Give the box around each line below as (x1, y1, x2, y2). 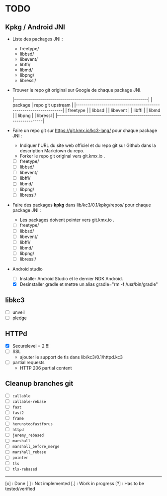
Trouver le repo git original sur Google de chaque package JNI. (12, 87, 142, 93)
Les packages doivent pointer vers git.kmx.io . (19, 217, 114, 223)
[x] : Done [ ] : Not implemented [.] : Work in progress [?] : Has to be (5, 480, 144, 486)
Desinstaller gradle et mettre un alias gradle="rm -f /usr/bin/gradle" (19, 281, 158, 287)
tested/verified (5, 486, 36, 492)
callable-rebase (12, 399, 46, 404)
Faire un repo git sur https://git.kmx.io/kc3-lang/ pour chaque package (12, 127, 158, 133)
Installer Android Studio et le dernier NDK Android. (19, 275, 123, 281)
